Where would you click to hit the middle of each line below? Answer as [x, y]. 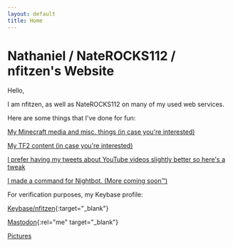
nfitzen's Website [61, 71]
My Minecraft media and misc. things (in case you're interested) [101, 132]
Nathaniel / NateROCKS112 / [92, 56]
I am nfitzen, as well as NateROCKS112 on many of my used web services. [116, 105]
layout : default [31, 14]
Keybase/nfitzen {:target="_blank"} [58, 209]
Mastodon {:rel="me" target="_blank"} [63, 222]
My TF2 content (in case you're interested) [70, 146]
